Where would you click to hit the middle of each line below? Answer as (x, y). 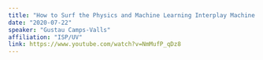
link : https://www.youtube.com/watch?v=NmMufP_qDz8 (94, 44)
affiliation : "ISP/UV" (45, 37)
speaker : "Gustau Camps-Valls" (59, 30)
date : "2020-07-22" (40, 23)
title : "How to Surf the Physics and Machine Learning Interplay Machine (132, 15)
